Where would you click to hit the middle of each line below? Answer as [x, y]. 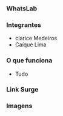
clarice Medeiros [36, 38]
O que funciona [29, 60]
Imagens [19, 106]
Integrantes [24, 24]
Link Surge [22, 90]
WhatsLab [22, 9]
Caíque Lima [31, 45]
